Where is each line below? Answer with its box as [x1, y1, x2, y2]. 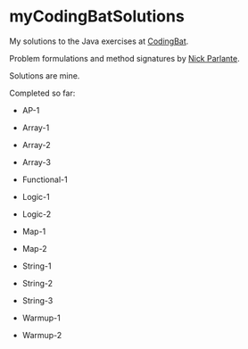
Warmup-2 [21, 329, 62, 340]
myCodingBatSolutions [9, 6, 185, 27]
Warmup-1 [21, 312, 61, 323]
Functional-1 [21, 174, 69, 185]
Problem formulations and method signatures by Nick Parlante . [9, 53, 240, 63]
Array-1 [21, 122, 50, 133]
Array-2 [21, 139, 51, 150]
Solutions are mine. [9, 70, 80, 81]
